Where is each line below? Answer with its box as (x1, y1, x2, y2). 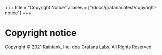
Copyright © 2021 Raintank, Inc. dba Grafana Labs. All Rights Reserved (5, 44, 152, 50)
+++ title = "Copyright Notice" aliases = (5, 5, 87, 10)
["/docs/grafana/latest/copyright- (88, 5, 157, 10)
